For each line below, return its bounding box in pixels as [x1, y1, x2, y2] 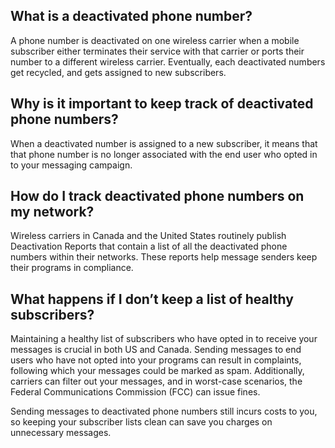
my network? [10, 204, 95, 221]
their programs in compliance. [10, 262, 134, 274]
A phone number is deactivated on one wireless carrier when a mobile [10, 34, 300, 46]
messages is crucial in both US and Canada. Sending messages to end [10, 344, 302, 356]
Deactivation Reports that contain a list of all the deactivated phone [10, 240, 288, 253]
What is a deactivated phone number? [10, 8, 253, 25]
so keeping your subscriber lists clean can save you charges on [10, 416, 273, 428]
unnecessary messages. [10, 427, 112, 439]
